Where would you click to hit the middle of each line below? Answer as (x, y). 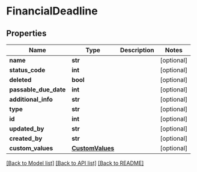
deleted (20, 80)
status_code (27, 70)
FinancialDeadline (52, 11)
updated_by (27, 129)
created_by (26, 138)
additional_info (31, 99)
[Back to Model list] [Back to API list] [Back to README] (75, 163)
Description (137, 50)
